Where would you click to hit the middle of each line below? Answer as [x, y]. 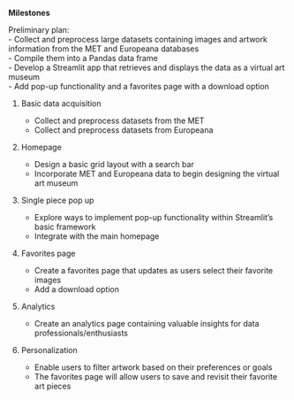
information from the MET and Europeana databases [104, 49]
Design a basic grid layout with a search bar [114, 164]
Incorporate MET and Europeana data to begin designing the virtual [157, 173]
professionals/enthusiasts [81, 333]
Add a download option [77, 289]
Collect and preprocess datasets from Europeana [124, 130]
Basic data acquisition [61, 104]
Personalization [49, 350]
